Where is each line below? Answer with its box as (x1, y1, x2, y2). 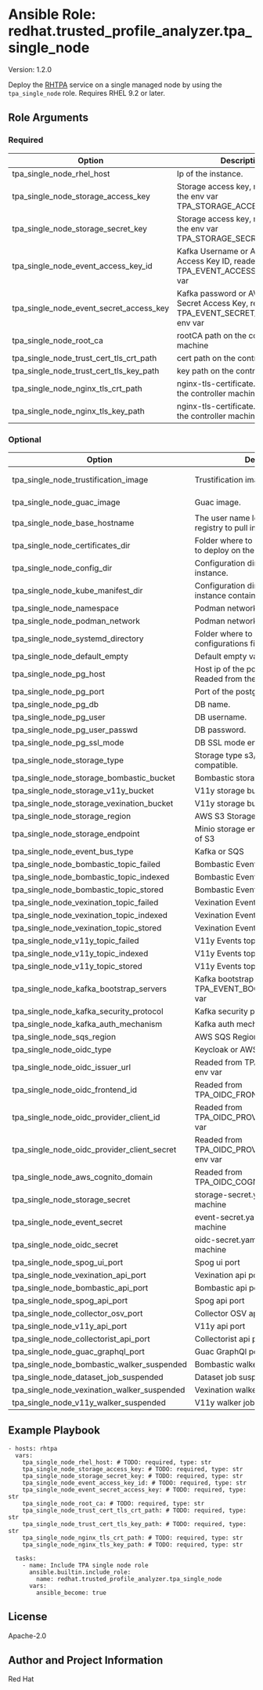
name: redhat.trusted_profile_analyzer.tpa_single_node (36, 1575, 222, 1583)
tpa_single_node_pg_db (12, 698, 99, 709)
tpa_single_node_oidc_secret (12, 1239, 119, 1250)
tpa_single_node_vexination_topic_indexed (12, 909, 168, 920)
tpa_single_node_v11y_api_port (12, 1320, 128, 1331)
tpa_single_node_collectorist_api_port (12, 1333, 150, 1344)
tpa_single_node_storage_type (12, 755, 124, 766)
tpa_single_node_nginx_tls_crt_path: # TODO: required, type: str (22, 1534, 243, 1542)
